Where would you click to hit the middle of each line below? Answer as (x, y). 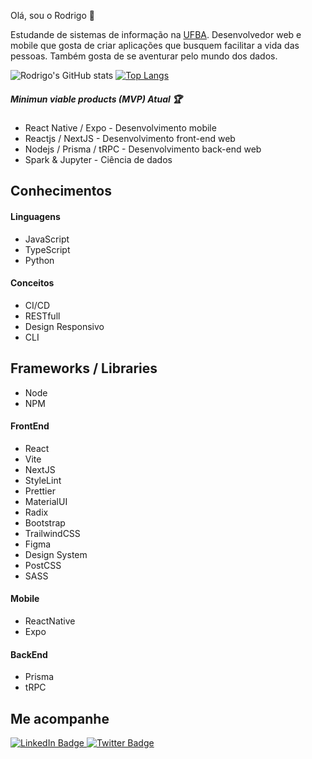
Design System (56, 554)
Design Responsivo (64, 326)
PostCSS (43, 565)
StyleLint (43, 480)
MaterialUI (46, 501)
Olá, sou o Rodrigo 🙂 (52, 15)
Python (39, 260)
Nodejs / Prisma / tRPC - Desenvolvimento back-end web (143, 149)
